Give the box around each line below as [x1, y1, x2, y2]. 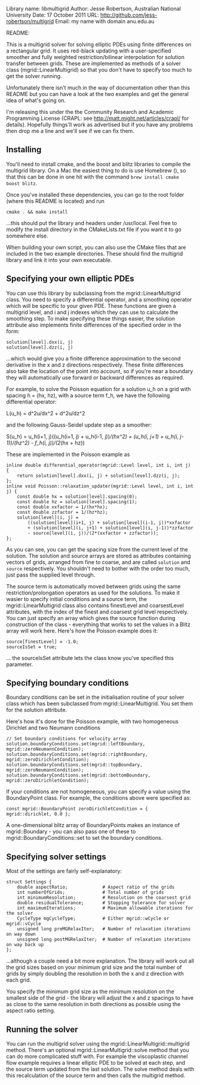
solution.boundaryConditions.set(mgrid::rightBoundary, [6, 751, 148, 757]
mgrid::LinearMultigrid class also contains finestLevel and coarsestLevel [6, 602, 184, 609]
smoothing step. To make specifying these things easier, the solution [6, 315, 176, 322]
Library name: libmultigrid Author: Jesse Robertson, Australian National [6, 5, 181, 12]
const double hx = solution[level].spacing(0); [17, 494, 137, 500]
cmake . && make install [6, 209, 68, 215]
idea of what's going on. [6, 97, 66, 104]
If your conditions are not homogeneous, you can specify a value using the [6, 788, 190, 796]
